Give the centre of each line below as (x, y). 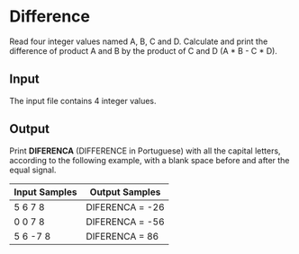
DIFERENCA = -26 (125, 206)
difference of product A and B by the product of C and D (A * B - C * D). (143, 50)
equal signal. (33, 170)
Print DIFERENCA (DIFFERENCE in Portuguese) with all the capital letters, (145, 151)
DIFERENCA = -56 (125, 222)
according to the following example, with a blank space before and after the (149, 160)
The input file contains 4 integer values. (83, 101)
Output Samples (125, 192)
